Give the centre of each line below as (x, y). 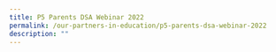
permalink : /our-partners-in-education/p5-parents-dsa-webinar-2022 (138, 26)
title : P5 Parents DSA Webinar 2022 (77, 17)
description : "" (39, 33)
